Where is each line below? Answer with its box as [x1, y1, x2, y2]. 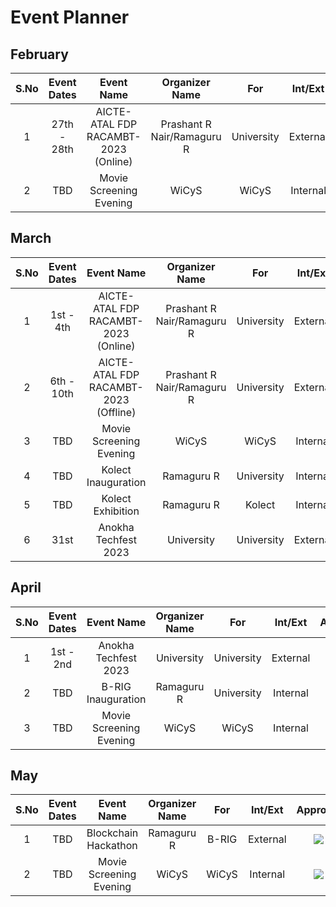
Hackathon [86, 839, 138, 853]
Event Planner [10, 6, 130, 29]
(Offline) [96, 405, 137, 419]
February [10, 46, 69, 63]
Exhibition [93, 504, 140, 518]
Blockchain [86, 826, 139, 840]
